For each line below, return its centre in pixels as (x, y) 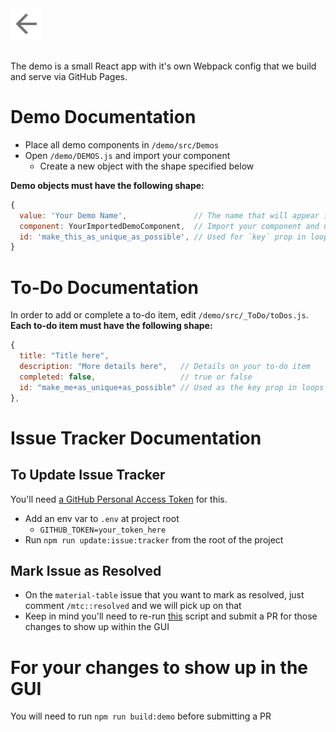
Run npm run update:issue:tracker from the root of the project (154, 539)
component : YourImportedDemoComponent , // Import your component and (169, 226)
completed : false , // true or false (136, 377)
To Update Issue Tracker (88, 475)
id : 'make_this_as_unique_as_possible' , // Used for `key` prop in (163, 237)
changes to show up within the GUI (97, 627)
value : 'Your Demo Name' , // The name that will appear (169, 215)
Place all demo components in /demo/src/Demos (122, 144)
